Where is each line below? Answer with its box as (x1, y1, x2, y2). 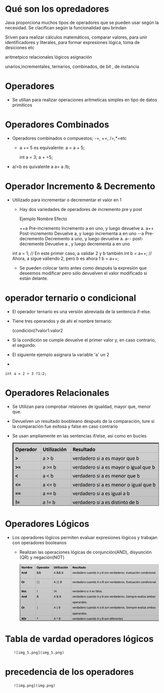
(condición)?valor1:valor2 (12, 327, 63, 333)
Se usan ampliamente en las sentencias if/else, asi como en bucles (12, 433, 147, 439)
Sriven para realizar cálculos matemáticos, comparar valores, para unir (5, 34, 147, 40)
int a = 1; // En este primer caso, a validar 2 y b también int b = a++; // (12, 250, 152, 256)
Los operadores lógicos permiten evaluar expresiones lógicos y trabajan (12, 535, 158, 541)
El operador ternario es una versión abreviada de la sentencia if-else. (12, 309, 151, 315)
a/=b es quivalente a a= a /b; (12, 164, 70, 169)
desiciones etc (5, 44, 35, 50)
